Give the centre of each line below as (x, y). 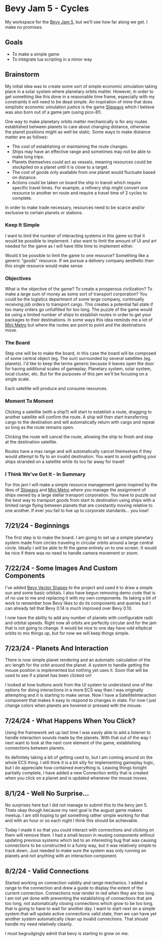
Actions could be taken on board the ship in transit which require (76, 182)
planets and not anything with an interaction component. (61, 856)
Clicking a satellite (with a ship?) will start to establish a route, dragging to (78, 411)
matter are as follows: (27, 137)
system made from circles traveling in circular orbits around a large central (79, 543)
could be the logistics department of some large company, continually (75, 299)
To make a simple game (36, 54)
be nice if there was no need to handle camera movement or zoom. (72, 553)
